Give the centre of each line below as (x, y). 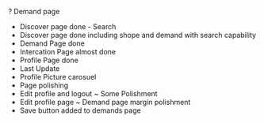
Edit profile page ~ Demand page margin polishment (105, 102)
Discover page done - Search (68, 26)
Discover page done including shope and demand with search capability (138, 35)
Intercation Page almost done (68, 52)
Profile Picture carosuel (58, 77)
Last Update (40, 69)
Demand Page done (52, 43)
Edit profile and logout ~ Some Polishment (88, 93)
